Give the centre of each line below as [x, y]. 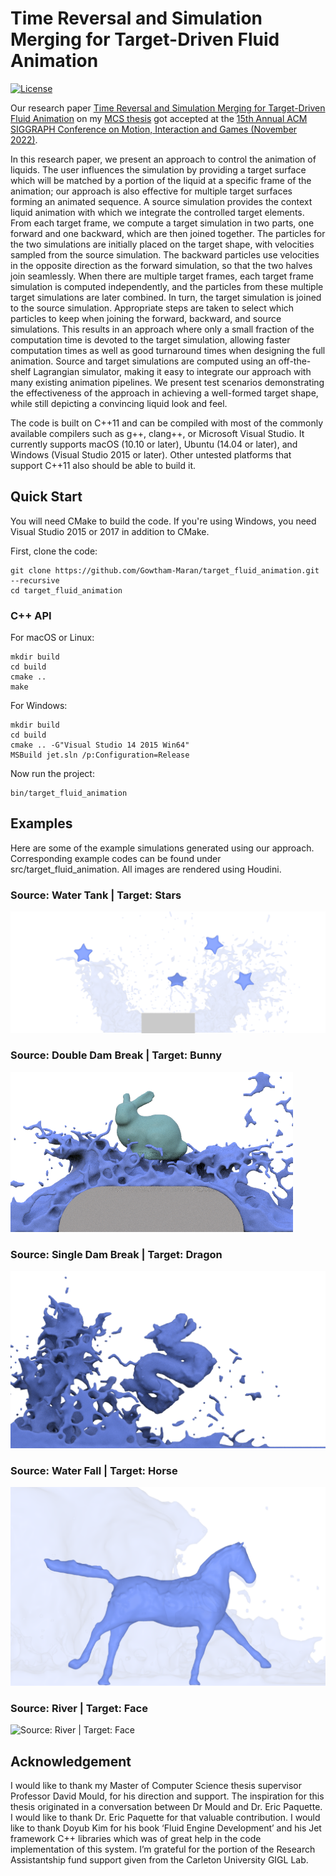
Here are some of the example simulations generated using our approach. [162, 848]
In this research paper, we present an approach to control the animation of [163, 159]
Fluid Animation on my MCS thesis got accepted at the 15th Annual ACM [159, 118]
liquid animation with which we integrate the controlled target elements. [157, 212]
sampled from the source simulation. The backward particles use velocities [165, 254]
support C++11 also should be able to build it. [103, 465]
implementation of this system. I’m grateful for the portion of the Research [163, 1849]
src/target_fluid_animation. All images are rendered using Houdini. [146, 869]
